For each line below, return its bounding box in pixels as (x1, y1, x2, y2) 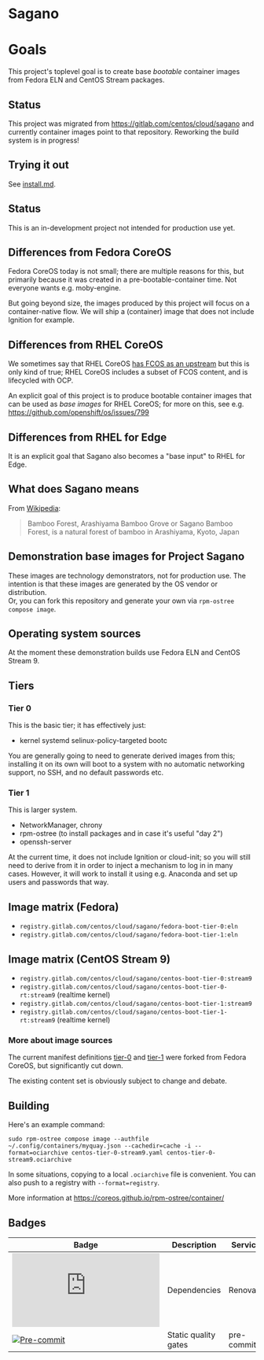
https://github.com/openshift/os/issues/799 (8, 408, 149, 417)
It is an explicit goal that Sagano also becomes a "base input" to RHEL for (8, 452, 246, 460)
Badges (8, 1216, 46, 1229)
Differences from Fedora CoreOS (8, 246, 172, 259)
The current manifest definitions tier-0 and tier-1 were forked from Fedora (8, 1052, 247, 1062)
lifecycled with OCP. (8, 375, 74, 386)
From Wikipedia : (8, 503, 61, 512)
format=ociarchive (8, 1149, 68, 1157)
